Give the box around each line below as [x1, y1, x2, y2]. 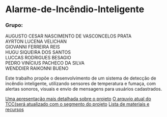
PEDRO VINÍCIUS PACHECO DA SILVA [5, 60, 85, 66]
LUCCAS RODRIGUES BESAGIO [5, 55, 71, 61]
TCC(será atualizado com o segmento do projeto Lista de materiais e [5, 101, 150, 107]
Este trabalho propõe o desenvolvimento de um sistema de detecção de [5, 75, 156, 82]
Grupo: [5, 22, 23, 29]
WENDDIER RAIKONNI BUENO [5, 65, 69, 71]
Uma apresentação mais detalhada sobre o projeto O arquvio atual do [5, 96, 151, 102]
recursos [5, 106, 24, 112]
